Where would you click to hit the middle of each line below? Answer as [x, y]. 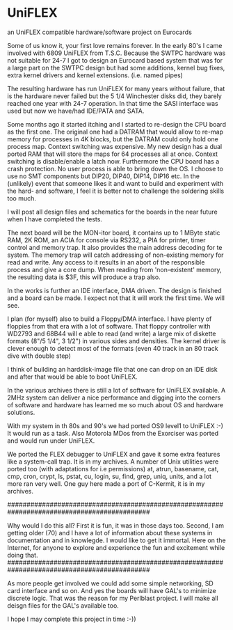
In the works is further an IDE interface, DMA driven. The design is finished [114, 290]
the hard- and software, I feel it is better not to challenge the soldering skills [116, 191]
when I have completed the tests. [55, 219]
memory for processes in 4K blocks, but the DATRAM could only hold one [113, 139]
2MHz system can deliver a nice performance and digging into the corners [114, 397]
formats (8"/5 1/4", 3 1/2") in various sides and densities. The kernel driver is [116, 341]
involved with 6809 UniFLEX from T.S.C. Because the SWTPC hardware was [116, 53]
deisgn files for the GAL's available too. [63, 605]
